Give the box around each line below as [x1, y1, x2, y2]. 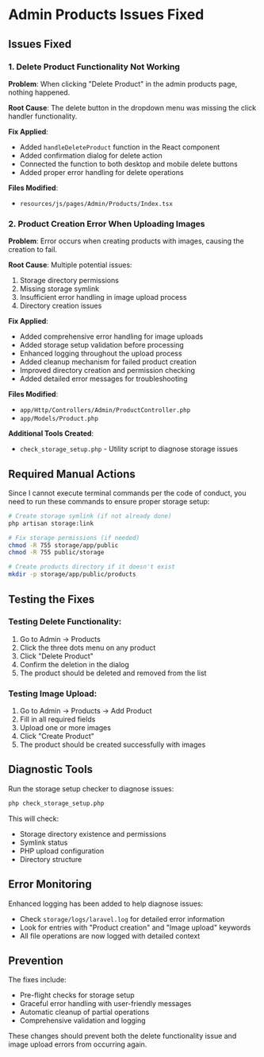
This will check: [8, 814, 59, 823]
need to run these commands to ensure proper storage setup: [8, 496, 210, 506]
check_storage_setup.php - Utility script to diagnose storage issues [19, 444, 239, 454]
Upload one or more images [19, 723, 111, 733]
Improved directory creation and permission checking [19, 366, 196, 375]
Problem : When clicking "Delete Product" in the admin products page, [8, 79, 238, 88]
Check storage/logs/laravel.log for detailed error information [19, 914, 225, 923]
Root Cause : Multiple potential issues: [8, 260, 132, 270]
